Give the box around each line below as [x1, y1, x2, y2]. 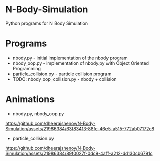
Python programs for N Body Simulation [5, 20, 88, 26]
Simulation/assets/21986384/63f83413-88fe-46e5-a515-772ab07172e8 [5, 125, 155, 132]
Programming [12, 65, 41, 71]
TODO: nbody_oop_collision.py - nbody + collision [12, 76, 117, 82]
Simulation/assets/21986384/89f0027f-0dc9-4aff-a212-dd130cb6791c [5, 150, 153, 156]
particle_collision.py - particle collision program [12, 71, 112, 77]
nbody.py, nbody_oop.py [12, 110, 64, 117]
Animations [5, 94, 55, 105]
